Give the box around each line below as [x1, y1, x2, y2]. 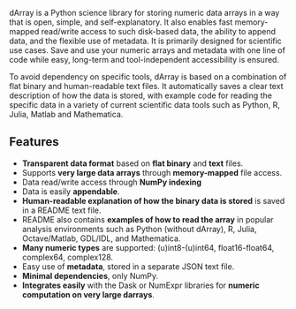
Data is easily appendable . [21, 185, 120, 197]
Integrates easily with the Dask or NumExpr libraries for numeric [21, 280, 260, 290]
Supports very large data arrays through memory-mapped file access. [21, 167, 283, 177]
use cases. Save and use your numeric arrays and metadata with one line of [9, 45, 285, 56]
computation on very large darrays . [21, 289, 155, 299]
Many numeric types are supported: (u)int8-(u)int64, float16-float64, [21, 242, 275, 252]
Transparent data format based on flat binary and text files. [21, 158, 244, 169]
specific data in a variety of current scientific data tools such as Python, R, [9, 100, 280, 109]
